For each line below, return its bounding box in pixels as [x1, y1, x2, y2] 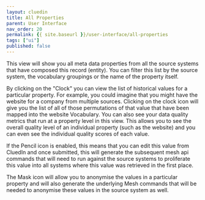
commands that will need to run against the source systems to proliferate [6, 155, 191, 162]
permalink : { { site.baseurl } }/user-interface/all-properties [6, 32, 168, 38]
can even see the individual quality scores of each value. [6, 130, 150, 138]
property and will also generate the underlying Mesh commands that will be [6, 180, 197, 187]
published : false [6, 43, 51, 50]
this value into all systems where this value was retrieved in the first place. [6, 161, 194, 169]
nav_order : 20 [6, 26, 43, 32]
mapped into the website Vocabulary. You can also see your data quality [6, 111, 188, 118]
